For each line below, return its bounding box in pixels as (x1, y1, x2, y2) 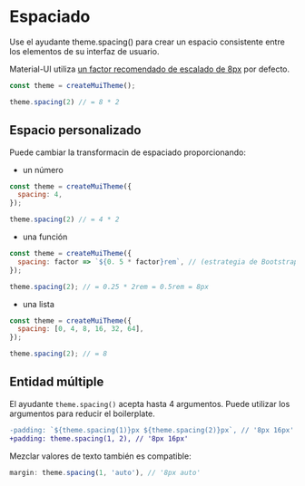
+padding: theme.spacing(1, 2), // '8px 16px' (9, 433, 189, 443)
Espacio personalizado (9, 122, 142, 138)
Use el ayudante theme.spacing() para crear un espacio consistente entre (9, 36, 286, 47)
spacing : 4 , (17, 190, 64, 199)
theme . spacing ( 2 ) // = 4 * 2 (9, 215, 120, 224)
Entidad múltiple (9, 374, 104, 390)
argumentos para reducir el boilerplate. (9, 408, 156, 419)
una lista (22, 298, 54, 309)
